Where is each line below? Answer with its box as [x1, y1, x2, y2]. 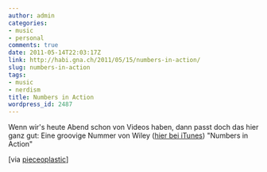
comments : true [8, 41, 59, 49]
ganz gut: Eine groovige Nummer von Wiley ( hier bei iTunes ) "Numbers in [8, 131, 249, 140]
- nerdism [8, 85, 41, 94]
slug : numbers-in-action [8, 64, 91, 72]
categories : [8, 19, 48, 27]
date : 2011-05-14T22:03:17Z [8, 49, 102, 57]
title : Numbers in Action [8, 93, 94, 101]
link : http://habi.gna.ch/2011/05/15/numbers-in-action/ [8, 57, 201, 64]
